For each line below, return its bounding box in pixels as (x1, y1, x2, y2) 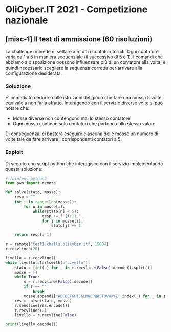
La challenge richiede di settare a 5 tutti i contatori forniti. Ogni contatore (5, 49, 159, 54)
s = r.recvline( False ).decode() (24, 279, 93, 284)
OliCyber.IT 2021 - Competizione (5, 4, 148, 15)
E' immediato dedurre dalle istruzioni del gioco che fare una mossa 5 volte (5, 95, 162, 101)
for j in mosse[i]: (41, 218, 83, 224)
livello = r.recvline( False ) (14, 313, 77, 318)
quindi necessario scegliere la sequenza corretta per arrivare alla (5, 65, 143, 71)
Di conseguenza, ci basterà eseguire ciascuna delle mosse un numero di (5, 130, 159, 137)
